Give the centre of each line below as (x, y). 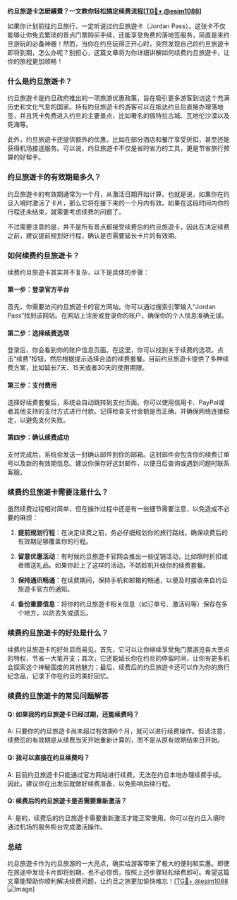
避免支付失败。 (47, 420)
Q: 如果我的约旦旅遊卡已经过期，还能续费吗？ (73, 714)
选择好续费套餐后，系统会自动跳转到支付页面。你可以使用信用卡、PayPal (113, 402)
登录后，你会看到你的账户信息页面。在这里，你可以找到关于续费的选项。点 (115, 350)
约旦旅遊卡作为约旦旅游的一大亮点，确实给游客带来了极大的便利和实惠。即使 (119, 863)
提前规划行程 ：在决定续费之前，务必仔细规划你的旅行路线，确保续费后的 (122, 533)
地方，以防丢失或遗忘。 (58, 613)
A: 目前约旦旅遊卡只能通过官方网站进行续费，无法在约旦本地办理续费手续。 (116, 774)
